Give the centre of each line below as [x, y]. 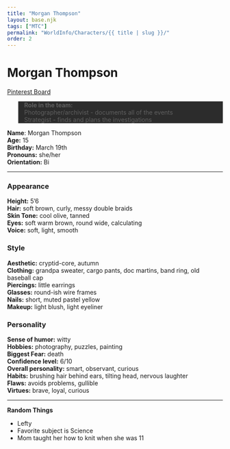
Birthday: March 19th [37, 147]
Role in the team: [48, 105]
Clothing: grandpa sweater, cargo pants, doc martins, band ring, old [103, 270]
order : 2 [20, 39]
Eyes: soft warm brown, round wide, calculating [75, 223]
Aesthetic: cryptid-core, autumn [53, 263]
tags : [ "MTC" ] [27, 26]
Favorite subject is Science [55, 430]
